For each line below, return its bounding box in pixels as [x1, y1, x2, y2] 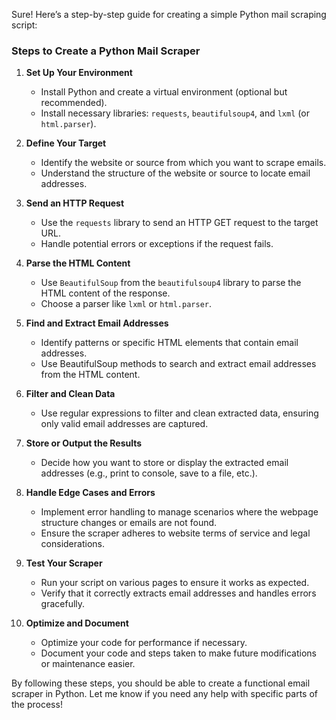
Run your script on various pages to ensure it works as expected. [40, 577, 310, 589]
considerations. [40, 538, 105, 550]
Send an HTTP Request [25, 197, 125, 209]
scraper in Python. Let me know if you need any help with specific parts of [11, 688, 318, 700]
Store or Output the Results [25, 437, 143, 449]
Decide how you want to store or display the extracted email [40, 457, 289, 469]
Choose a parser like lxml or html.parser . [40, 298, 213, 310]
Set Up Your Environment [25, 67, 133, 79]
